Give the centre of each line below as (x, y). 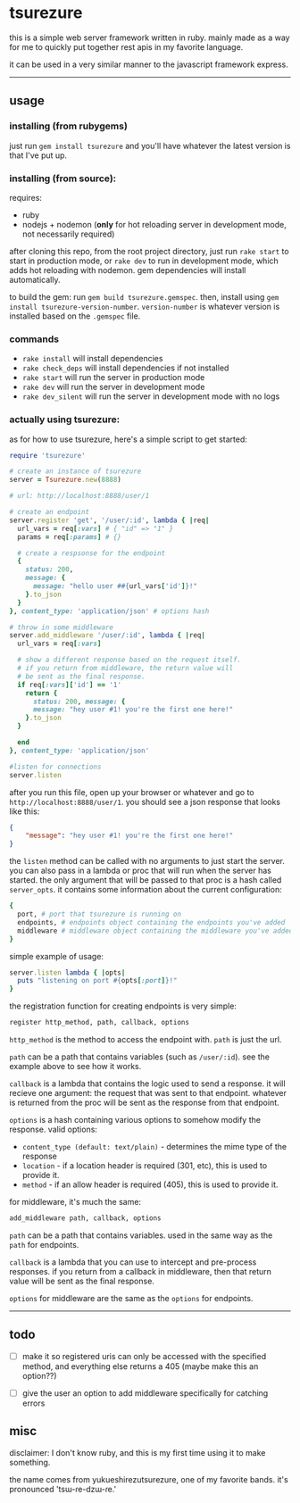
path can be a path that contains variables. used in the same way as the (141, 1235)
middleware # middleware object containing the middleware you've (143, 931)
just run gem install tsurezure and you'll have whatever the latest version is (150, 145)
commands (34, 339)
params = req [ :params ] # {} (70, 537)
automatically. (35, 279)
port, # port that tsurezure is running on (99, 914)
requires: (26, 197)
